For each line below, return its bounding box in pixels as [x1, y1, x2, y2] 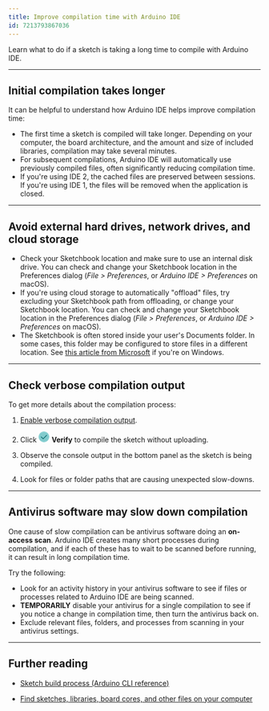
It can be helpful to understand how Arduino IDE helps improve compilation [8, 105, 256, 115]
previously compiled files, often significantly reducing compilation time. [19, 163, 255, 173]
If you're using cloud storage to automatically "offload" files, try [19, 288, 231, 297]
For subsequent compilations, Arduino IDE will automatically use [19, 155, 232, 165]
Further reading [8, 657, 88, 671]
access [8, 535, 34, 545]
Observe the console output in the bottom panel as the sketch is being [19, 450, 252, 460]
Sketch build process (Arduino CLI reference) [19, 678, 170, 688]
